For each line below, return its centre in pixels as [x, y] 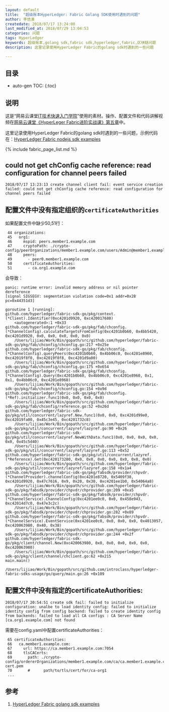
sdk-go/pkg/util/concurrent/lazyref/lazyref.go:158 [60, 468]
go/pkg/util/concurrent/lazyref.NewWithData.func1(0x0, [65, 437]
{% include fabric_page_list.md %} [41, 150]
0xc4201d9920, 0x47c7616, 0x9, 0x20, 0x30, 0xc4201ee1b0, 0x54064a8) [80, 481]
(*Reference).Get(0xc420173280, [39, 459]
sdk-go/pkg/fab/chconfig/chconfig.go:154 [49, 389]
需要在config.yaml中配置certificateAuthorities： [55, 630]
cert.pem [14, 666]
